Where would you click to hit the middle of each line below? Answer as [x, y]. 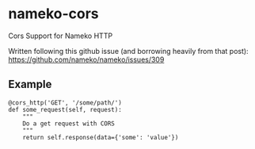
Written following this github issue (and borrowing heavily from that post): [128, 51]
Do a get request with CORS [69, 124]
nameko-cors [53, 14]
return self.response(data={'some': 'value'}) [101, 137]
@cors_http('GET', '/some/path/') [65, 103]
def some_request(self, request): [65, 109]
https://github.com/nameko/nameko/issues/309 [86, 59]
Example [30, 84]
